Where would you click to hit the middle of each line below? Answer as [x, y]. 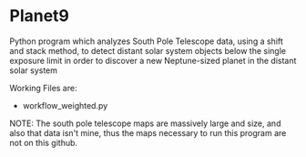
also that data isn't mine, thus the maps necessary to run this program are [148, 132]
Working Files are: [43, 88]
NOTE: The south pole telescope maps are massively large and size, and [145, 123]
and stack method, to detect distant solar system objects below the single [148, 50]
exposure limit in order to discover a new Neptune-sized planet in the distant [153, 60]
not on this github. [44, 142]
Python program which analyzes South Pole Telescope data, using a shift [147, 41]
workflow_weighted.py [65, 105]
